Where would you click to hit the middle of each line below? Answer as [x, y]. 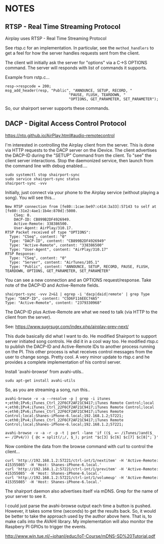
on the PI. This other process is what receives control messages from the [79, 351]
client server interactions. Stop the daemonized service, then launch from [79, 160]
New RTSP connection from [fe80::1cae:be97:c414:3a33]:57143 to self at [81, 206]
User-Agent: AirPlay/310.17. [44, 228]
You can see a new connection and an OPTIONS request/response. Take [78, 280]
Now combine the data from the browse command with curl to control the [79, 446]
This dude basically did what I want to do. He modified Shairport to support [81, 336]
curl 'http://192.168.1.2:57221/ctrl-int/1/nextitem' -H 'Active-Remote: [82, 460]
